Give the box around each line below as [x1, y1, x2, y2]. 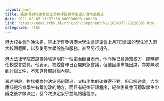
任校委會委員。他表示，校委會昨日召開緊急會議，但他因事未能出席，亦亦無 [5, 62, 155, 68]
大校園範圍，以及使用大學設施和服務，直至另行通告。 [5, 45, 112, 51]
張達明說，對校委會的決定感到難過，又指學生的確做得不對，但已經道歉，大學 [5, 79, 159, 84]
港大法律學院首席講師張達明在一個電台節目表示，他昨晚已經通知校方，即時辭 [5, 56, 159, 61]
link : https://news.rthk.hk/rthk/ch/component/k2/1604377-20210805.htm [5, 20, 154, 26]
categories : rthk [5, 25, 41, 30]
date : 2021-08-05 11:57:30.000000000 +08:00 [5, 16, 97, 21]
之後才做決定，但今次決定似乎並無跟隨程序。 [9, 91, 99, 97]
